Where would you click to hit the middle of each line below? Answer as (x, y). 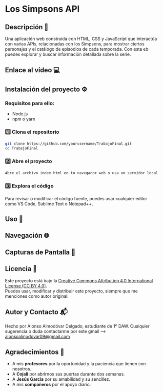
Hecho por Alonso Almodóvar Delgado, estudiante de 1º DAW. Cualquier (77, 326)
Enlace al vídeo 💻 (32, 70)
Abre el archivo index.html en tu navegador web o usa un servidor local (82, 173)
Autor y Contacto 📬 (36, 312)
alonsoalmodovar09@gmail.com (38, 337)
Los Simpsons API (42, 9)
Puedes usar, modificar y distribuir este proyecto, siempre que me (71, 291)
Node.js (20, 114)
